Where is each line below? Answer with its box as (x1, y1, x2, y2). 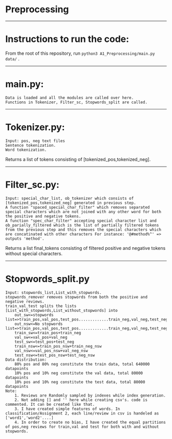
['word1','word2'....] (5, 415, 54, 420)
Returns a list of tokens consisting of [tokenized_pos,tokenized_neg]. (5, 156, 151, 162)
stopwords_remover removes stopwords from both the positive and (5, 294, 147, 299)
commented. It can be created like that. (5, 402, 95, 407)
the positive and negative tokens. (5, 214, 81, 219)
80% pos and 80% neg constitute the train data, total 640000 (14, 361, 150, 366)
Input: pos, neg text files (5, 138, 66, 144)
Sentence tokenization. (5, 143, 56, 148)
